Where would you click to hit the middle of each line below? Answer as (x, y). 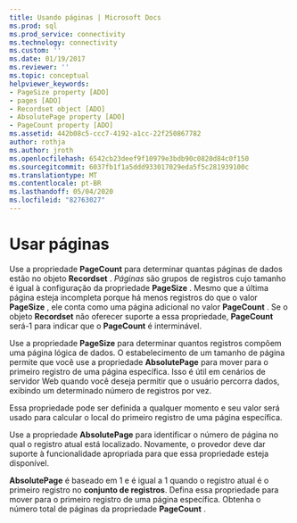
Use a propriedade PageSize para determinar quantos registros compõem (146, 343)
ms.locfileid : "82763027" (57, 200)
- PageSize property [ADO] (59, 92)
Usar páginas (59, 244)
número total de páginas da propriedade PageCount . (108, 509)
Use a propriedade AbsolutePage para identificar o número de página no (144, 435)
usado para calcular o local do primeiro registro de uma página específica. (146, 417)
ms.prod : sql (33, 26)
